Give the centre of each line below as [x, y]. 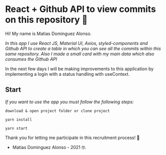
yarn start [16, 128]
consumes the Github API [31, 59]
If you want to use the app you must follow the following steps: [70, 102]
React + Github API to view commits [81, 9]
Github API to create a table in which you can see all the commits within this [83, 48]
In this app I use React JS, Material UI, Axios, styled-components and [77, 43]
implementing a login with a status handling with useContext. [68, 74]
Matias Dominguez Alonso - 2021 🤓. [49, 147]
